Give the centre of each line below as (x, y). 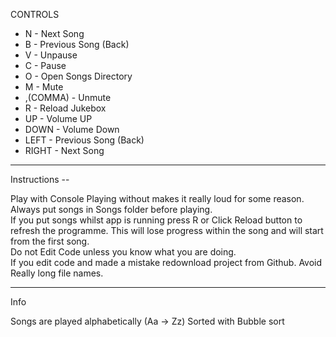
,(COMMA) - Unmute (68, 97)
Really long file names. (57, 273)
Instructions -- (40, 179)
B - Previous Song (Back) (77, 44)
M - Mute (44, 87)
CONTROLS (35, 14)
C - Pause (45, 65)
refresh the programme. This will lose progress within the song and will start (167, 230)
